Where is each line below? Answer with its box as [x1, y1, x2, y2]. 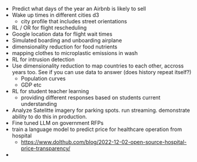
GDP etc [20, 81, 42, 88]
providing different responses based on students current [20, 94, 160, 101]
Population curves [20, 75, 66, 82]
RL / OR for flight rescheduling [11, 24, 87, 31]
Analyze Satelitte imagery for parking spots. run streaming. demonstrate [11, 107, 190, 114]
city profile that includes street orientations [20, 18, 128, 25]
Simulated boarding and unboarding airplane [11, 37, 122, 44]
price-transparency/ [20, 145, 71, 152]
